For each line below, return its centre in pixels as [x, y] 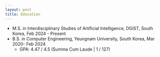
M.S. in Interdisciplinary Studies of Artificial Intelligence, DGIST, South [82, 28]
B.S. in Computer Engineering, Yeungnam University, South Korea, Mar [83, 39]
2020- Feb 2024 [29, 44]
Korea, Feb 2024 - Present [39, 33]
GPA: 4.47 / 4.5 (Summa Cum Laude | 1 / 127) [65, 49]
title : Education [23, 14]
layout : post [18, 10]
